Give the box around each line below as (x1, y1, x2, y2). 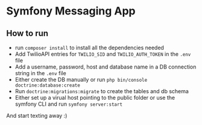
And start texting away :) (6, 112, 68, 119)
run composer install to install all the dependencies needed (14, 44, 165, 51)
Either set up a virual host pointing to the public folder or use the (14, 94, 175, 101)
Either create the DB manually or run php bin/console (14, 76, 148, 83)
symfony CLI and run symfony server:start (14, 100, 122, 108)
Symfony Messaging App (6, 4, 136, 18)
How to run (6, 28, 49, 38)
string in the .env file (14, 70, 66, 76)
